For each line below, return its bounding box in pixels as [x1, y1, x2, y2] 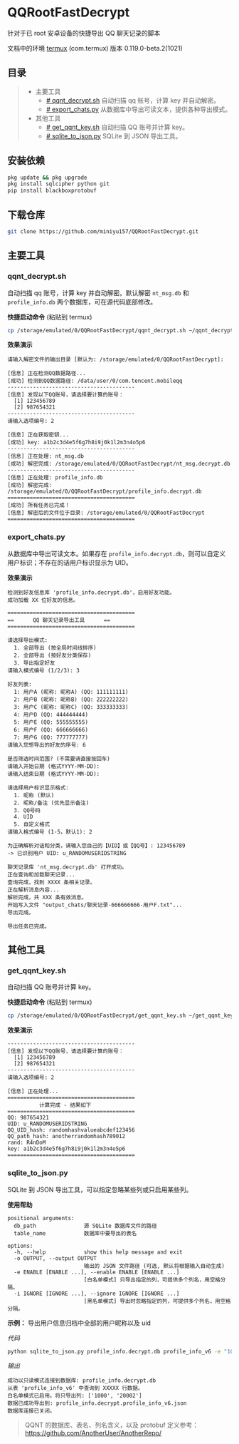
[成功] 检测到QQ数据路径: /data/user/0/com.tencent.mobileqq [7, 377, 183, 385]
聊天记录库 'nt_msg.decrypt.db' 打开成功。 [7, 864, 128, 871]
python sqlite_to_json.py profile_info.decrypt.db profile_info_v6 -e [7, 1348, 221, 1355]
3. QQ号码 [14, 807, 41, 814]
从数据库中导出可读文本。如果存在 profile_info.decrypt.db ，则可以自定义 [7, 549, 226, 558]
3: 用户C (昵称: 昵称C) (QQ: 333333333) [14, 703, 129, 710]
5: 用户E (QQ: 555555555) [14, 718, 89, 726]
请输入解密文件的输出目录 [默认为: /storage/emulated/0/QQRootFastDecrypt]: [7, 356, 224, 364]
